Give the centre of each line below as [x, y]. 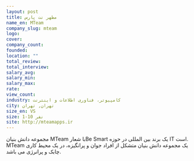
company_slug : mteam [32, 28]
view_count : [21, 94]
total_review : [24, 61]
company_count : [25, 45]
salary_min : [21, 78]
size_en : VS [21, 111]
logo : [13, 34]
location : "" [22, 56]
